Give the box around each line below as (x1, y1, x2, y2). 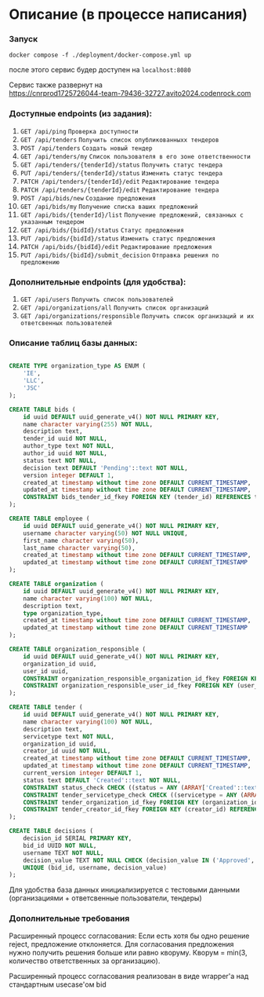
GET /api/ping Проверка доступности (20, 127, 139, 135)
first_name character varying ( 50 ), (23, 537, 139, 544)
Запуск (9, 34, 38, 45)
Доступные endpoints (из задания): (9, 108, 152, 119)
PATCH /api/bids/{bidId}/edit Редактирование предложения (20, 243, 212, 251)
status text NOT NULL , (23, 456, 97, 464)
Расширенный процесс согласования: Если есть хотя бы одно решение (9, 931, 250, 940)
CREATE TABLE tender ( (9, 703, 83, 712)
